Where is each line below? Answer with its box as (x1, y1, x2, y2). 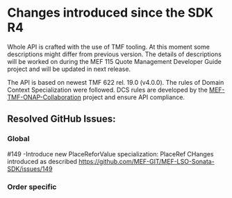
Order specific (7, 182, 57, 192)
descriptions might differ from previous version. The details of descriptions (7, 50, 222, 58)
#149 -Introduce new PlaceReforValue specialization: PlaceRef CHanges (7, 149, 214, 158)
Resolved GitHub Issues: (7, 113, 116, 125)
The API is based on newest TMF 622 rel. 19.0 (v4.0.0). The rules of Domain (7, 78, 224, 86)
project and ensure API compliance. (82, 92, 185, 101)
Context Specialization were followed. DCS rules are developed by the (7, 85, 208, 94)
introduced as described (7, 157, 78, 165)
